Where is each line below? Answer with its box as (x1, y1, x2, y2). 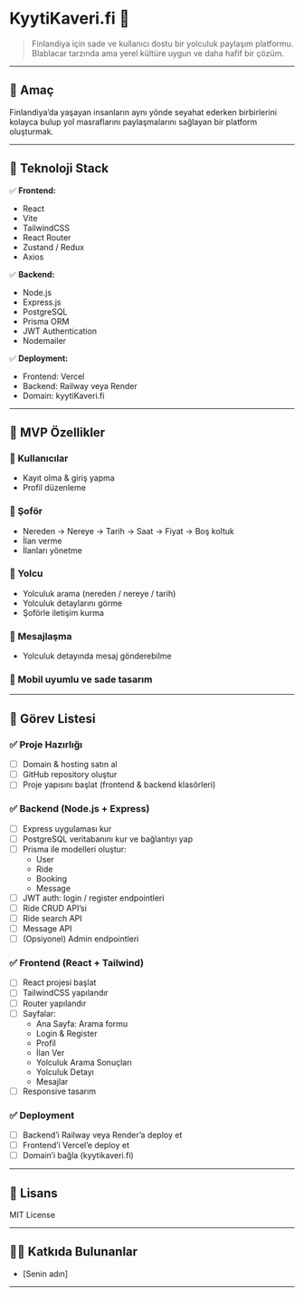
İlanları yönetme (22, 544, 83, 556)
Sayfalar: (22, 1008, 56, 1019)
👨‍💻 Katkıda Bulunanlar (9, 1244, 138, 1260)
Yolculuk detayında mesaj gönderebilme (22, 650, 172, 661)
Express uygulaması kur (22, 823, 112, 834)
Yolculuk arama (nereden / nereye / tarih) (22, 588, 176, 599)
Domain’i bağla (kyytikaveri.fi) (22, 1150, 134, 1161)
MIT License (9, 1210, 56, 1221)
